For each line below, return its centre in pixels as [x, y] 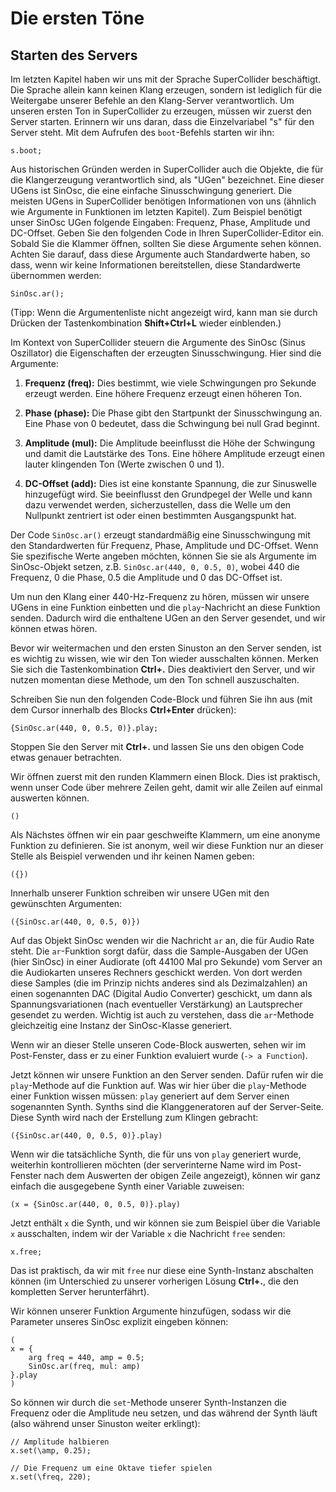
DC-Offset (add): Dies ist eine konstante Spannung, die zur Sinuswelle [170, 483]
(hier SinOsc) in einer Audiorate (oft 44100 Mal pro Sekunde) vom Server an [166, 961]
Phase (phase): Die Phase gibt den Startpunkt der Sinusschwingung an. [173, 413]
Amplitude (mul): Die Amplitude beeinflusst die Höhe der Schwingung [170, 443]
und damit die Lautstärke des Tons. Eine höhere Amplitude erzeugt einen [174, 453]
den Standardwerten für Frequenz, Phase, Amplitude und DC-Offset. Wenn [164, 545]
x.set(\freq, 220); [51, 1477]
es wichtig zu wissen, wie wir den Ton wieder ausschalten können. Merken [164, 658]
